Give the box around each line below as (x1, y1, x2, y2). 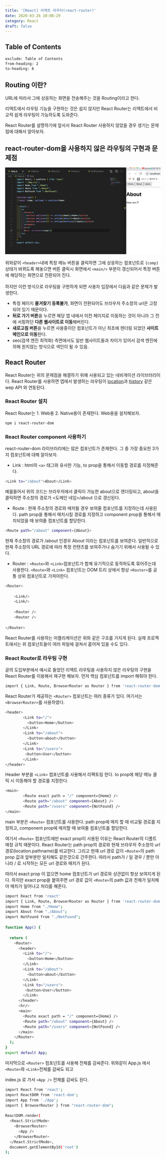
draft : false (5, 24, 32, 29)
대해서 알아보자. (14, 128, 45, 134)
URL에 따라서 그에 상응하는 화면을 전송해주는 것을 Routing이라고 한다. (5, 95, 140, 101)
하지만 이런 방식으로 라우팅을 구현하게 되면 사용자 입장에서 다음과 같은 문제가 (5, 283, 153, 289)
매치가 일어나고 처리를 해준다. (10, 883, 68, 889)
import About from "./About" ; (5, 909, 68, 914)
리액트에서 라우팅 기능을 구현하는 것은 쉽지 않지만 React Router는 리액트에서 (5, 105, 153, 111)
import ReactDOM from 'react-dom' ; (5, 1092, 79, 1097)
